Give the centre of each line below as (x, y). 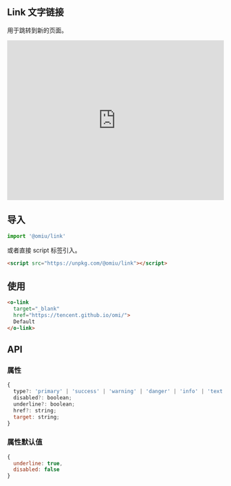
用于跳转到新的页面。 (37, 30)
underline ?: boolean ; (44, 404)
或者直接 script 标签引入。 (44, 250)
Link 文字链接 (35, 12)
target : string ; (36, 417)
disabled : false (36, 470)
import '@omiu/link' (37, 236)
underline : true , (38, 463)
